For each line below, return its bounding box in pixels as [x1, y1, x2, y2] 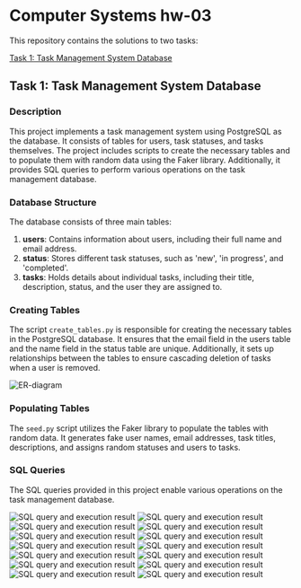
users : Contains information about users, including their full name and [22, 233, 282, 244]
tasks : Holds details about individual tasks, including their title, [22, 271, 254, 283]
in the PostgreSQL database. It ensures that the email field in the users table [9, 334, 291, 345]
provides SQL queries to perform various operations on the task [9, 163, 245, 175]
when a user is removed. [9, 363, 101, 373]
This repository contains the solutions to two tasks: [9, 35, 199, 46]
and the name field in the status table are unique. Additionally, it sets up [9, 343, 274, 355]
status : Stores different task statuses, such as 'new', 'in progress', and [22, 252, 284, 263]
